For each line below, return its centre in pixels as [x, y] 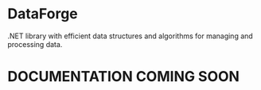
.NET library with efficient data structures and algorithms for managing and [130, 36]
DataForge [43, 14]
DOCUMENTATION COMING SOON [124, 77]
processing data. [35, 44]
